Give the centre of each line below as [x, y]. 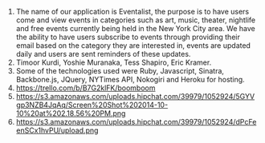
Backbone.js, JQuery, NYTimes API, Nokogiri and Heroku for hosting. [130, 79]
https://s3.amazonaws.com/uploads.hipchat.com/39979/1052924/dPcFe [136, 122]
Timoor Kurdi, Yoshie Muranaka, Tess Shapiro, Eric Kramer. [114, 62]
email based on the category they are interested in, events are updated [133, 46]
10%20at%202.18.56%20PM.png [71, 113]
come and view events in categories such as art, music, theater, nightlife [135, 20]
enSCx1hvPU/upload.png [57, 130]
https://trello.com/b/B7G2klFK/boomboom [86, 88]
